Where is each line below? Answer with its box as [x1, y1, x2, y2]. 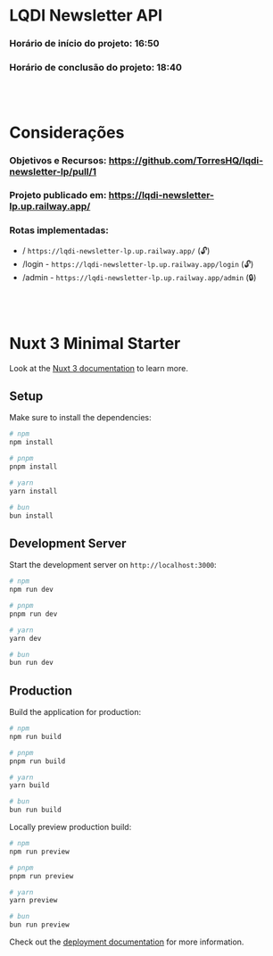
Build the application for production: [9, 707, 141, 718]
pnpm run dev [9, 609, 58, 619]
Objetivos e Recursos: [9, 154, 107, 166]
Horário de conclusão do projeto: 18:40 [9, 62, 183, 74]
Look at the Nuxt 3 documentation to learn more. [9, 362, 189, 373]
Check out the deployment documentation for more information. [9, 936, 244, 947]
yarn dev [9, 634, 42, 643]
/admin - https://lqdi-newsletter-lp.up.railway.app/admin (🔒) [21, 271, 257, 282]
